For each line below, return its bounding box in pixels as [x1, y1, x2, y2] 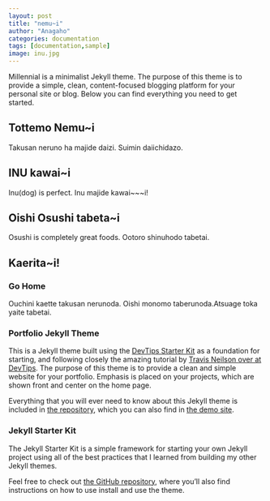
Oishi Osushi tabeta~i [8, 212, 120, 225]
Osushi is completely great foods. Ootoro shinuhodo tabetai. [8, 233, 210, 242]
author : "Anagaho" [8, 27, 71, 35]
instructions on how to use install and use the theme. [8, 485, 185, 495]
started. [8, 98, 35, 107]
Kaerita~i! [8, 256, 61, 270]
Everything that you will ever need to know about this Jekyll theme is [8, 396, 238, 406]
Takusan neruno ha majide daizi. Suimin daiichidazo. [8, 143, 184, 152]
